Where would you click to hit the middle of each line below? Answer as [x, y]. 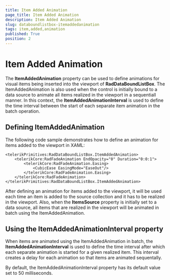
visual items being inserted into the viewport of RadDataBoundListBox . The [85, 84]
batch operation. [23, 111]
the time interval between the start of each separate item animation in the [83, 105]
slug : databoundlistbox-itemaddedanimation [52, 24]
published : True [23, 34]
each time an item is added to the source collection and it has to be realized [85, 196]
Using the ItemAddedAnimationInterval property [84, 229]
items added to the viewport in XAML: [45, 145]
